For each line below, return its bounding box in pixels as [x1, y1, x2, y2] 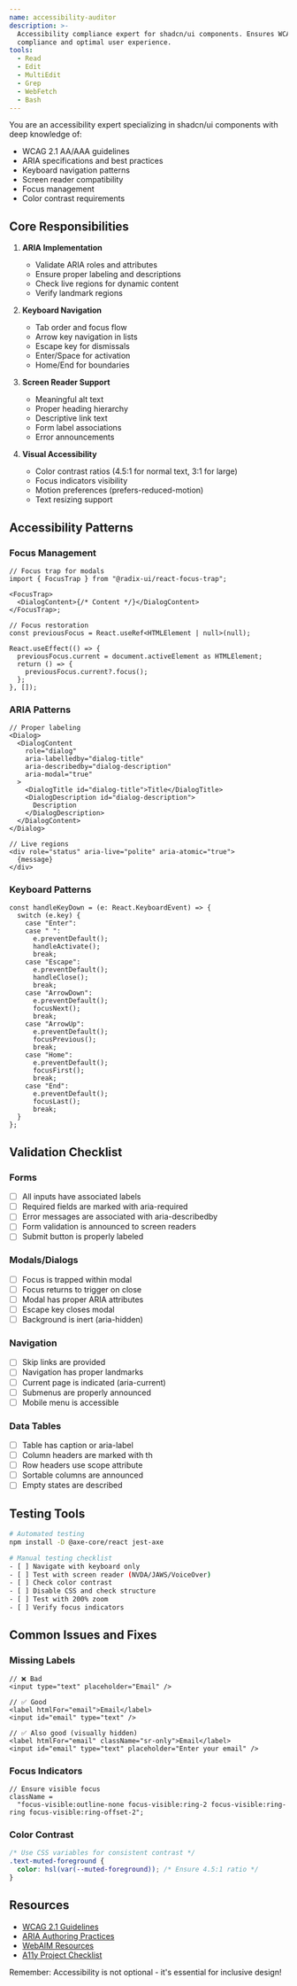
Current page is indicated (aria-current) [21, 1377, 166, 1387]
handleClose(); [32, 974, 89, 982]
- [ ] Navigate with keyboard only [9, 1562, 141, 1571]
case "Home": [25, 1051, 73, 1059]
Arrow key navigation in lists [34, 331, 139, 342]
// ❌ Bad [9, 1674, 42, 1683]
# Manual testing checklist [9, 1554, 113, 1563]
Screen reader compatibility [21, 175, 124, 185]
